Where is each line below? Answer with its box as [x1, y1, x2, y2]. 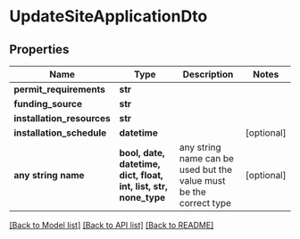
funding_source [13, 98, 83, 110]
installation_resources [13, 112, 111, 124]
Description [182, 69, 234, 80]
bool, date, [119, 147, 165, 159]
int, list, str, [119, 180, 168, 193]
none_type [119, 192, 166, 203]
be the [179, 185, 207, 198]
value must [179, 175, 226, 186]
